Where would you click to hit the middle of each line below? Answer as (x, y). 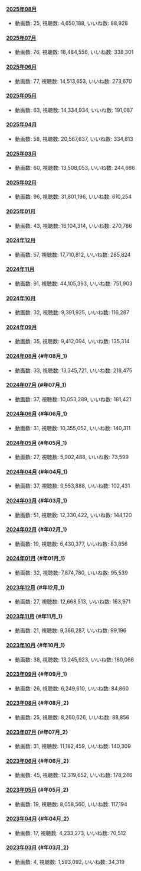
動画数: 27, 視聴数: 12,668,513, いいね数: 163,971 (73, 602)
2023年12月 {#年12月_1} (35, 587)
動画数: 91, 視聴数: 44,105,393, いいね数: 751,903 (73, 283)
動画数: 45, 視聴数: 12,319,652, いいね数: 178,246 (73, 775)
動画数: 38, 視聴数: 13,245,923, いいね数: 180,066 (74, 659)
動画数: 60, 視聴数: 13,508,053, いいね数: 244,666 (75, 168)
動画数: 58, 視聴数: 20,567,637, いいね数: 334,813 (74, 139)
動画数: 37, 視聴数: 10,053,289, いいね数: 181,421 (73, 399)
